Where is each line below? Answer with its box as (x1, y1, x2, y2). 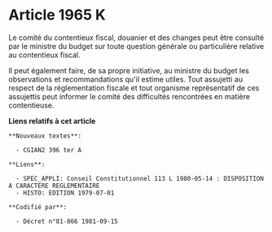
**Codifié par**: (8, 203, 68, 211)
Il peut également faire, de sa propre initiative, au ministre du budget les (8, 65, 250, 75)
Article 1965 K (8, 6, 106, 24)
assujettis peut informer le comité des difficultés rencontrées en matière (8, 91, 251, 101)
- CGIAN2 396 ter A (15, 146, 82, 154)
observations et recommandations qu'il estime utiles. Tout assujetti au (8, 74, 243, 84)
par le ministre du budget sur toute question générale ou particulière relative (8, 41, 265, 50)
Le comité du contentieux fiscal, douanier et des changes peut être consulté (8, 33, 265, 42)
